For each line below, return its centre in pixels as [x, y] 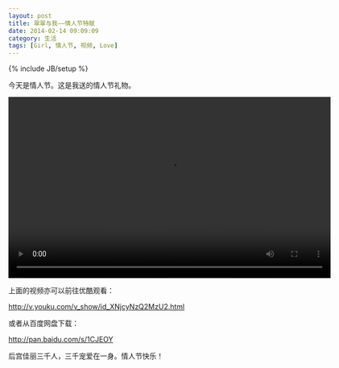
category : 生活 [33, 38]
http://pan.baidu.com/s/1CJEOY [61, 340]
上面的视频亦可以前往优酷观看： [61, 291]
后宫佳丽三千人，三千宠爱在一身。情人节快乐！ [86, 356]
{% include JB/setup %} [48, 68]
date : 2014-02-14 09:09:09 [54, 31]
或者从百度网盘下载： [43, 324]
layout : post [30, 16]
